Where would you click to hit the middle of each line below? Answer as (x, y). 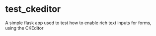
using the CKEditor (24, 28)
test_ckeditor (33, 9)
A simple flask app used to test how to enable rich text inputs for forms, (78, 23)
